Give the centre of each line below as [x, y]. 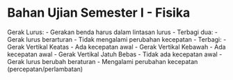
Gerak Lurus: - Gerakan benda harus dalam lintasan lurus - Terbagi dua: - [112, 32]
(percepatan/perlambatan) [45, 69]
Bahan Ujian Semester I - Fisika [99, 13]
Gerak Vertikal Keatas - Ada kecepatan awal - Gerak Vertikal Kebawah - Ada [116, 47]
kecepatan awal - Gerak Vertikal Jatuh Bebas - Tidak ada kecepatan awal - [115, 54]
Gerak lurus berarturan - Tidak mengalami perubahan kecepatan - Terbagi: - [117, 39]
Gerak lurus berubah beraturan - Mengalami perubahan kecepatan [103, 61]
